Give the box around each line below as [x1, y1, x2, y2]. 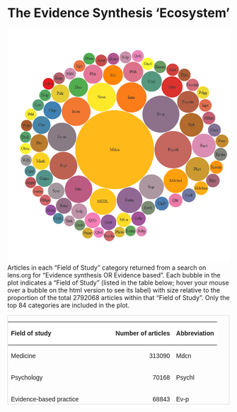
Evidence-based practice [11, 395, 79, 404]
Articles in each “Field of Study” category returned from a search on [7, 263, 207, 272]
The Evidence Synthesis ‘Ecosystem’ [7, 5, 230, 21]
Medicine [11, 352, 37, 360]
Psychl [175, 373, 195, 382]
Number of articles [115, 329, 170, 338]
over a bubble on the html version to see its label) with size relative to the [7, 285, 221, 294]
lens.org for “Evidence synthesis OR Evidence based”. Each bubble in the [7, 270, 221, 279]
